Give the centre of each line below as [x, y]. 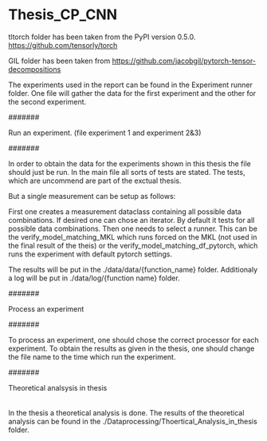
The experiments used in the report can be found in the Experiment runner [130, 85]
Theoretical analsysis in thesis [58, 387]
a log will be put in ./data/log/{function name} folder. [94, 278]
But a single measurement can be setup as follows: [92, 196]
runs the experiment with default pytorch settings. [90, 254]
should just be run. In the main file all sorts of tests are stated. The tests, [127, 172]
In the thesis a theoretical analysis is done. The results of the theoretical [126, 412]
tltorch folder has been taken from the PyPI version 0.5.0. [102, 37]
